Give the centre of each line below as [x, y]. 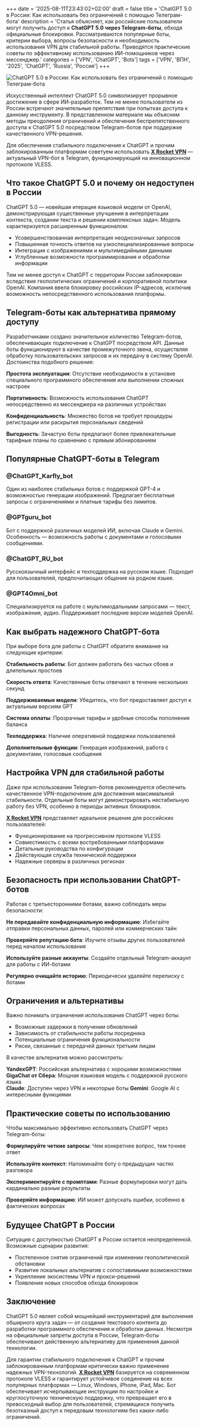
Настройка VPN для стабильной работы [85, 773]
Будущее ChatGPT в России [61, 1225]
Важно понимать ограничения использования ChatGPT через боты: [93, 1015]
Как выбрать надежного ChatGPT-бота [83, 632]
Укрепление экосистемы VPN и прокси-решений [77, 1277]
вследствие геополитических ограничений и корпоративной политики [96, 281]
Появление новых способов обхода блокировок [76, 1283]
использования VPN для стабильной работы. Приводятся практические [98, 47]
